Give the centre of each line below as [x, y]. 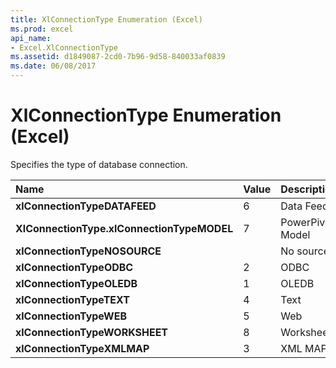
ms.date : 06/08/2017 [53, 66]
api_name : [31, 38]
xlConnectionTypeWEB [71, 316]
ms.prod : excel [42, 29]
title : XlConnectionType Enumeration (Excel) [106, 19]
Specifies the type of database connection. [99, 164]
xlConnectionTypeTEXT [72, 299]
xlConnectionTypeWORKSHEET [92, 332]
